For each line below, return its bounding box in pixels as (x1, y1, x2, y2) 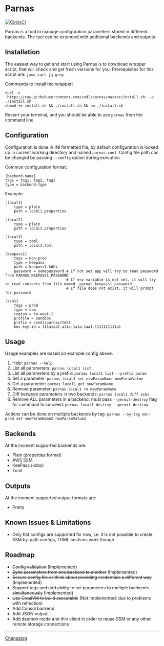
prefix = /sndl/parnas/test (14, 320, 71, 325)
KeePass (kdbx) (12, 462, 44, 468)
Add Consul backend (12, 605, 55, 611)
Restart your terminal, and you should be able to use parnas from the (5, 112, 143, 117)
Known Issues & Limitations (5, 518, 91, 527)
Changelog (5, 635, 27, 641)
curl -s (5, 90, 21, 95)
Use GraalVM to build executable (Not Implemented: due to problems (12, 595, 151, 601)
